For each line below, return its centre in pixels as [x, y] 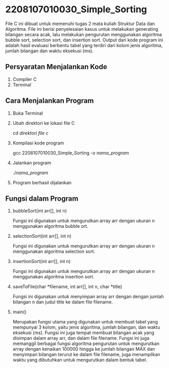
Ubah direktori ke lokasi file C [44, 123]
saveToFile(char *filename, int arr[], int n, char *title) [67, 287]
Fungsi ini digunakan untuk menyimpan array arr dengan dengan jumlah [88, 297]
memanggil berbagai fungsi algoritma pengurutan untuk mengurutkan [86, 343]
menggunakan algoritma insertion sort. [53, 277]
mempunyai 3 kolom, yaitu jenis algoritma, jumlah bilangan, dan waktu [86, 327]
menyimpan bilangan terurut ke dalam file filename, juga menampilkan [87, 355]
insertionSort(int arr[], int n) [42, 262]
